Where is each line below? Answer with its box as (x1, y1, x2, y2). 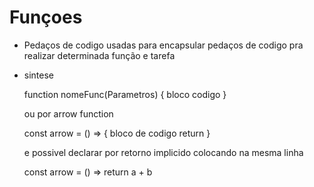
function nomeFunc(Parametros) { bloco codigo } (23, 88, 227, 100)
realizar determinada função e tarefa (23, 49, 176, 61)
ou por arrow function (23, 107, 114, 120)
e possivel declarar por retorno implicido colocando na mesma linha (23, 146, 304, 158)
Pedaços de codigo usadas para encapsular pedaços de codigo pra (23, 39, 304, 51)
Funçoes (9, 6, 83, 29)
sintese (23, 69, 55, 81)
